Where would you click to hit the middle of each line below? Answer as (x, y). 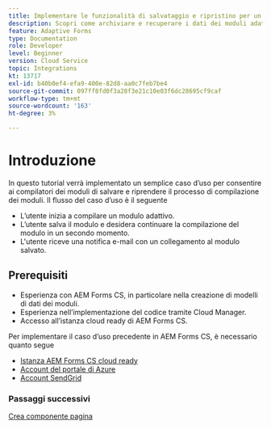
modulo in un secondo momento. (75, 233)
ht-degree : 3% (32, 114)
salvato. (33, 250)
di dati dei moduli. (50, 303)
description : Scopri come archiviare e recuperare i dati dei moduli (128, 23)
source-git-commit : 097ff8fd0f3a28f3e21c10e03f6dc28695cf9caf (115, 91)
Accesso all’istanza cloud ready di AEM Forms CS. (104, 321)
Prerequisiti (38, 275)
